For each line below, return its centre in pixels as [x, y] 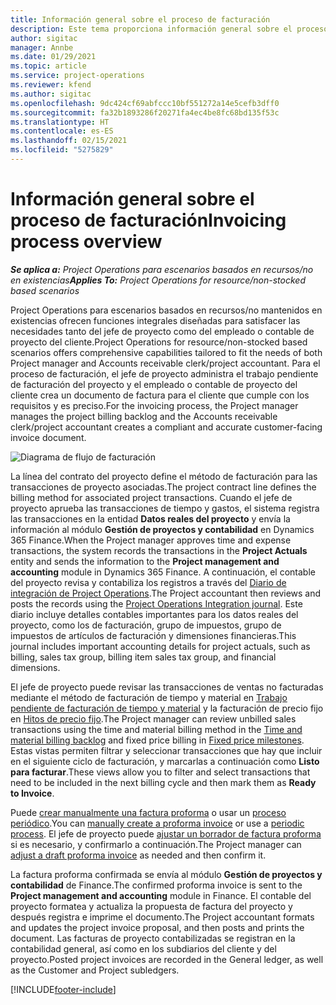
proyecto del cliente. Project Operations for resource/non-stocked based [159, 342]
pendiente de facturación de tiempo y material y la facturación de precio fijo [167, 708]
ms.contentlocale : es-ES [62, 131]
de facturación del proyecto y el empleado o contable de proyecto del [154, 384]
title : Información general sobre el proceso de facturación [140, 19]
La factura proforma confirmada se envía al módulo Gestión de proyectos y [166, 874]
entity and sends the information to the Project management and [145, 561]
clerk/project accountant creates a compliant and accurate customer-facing [166, 427]
